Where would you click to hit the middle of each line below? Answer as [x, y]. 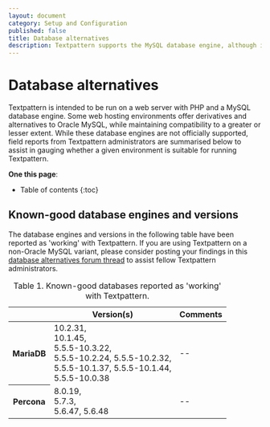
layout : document [37, 16]
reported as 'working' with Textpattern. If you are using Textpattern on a [128, 242]
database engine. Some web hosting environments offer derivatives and [128, 116]
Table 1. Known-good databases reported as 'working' [117, 286]
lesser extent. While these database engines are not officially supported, [129, 133]
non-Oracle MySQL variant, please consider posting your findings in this [128, 251]
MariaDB [29, 353]
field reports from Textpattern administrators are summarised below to [125, 142]
